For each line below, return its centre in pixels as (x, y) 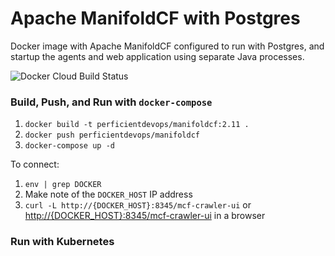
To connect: (35, 164)
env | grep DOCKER (63, 185)
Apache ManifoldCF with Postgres (155, 18)
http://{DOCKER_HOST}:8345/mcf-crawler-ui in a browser (145, 216)
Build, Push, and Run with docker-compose (111, 102)
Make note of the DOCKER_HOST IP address (108, 194)
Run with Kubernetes (62, 242)
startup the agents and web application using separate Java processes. (157, 56)
